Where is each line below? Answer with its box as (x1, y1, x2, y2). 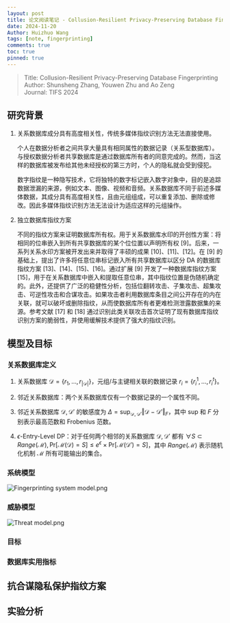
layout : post (7, 10, 44, 17)
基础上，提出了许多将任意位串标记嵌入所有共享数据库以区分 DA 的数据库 (16, 256, 221, 264)
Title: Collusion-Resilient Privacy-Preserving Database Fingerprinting (23, 73, 218, 82)
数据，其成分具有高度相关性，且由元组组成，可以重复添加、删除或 (23, 193, 209, 201)
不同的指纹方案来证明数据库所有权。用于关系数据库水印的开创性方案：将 (16, 230, 221, 239)
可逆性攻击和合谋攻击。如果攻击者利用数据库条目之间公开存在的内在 (29, 290, 221, 298)
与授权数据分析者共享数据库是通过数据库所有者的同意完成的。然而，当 (16, 152, 216, 160)
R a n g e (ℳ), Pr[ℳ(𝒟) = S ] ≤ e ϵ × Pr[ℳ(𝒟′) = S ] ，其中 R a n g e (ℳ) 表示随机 (16, 439, 223, 449)
